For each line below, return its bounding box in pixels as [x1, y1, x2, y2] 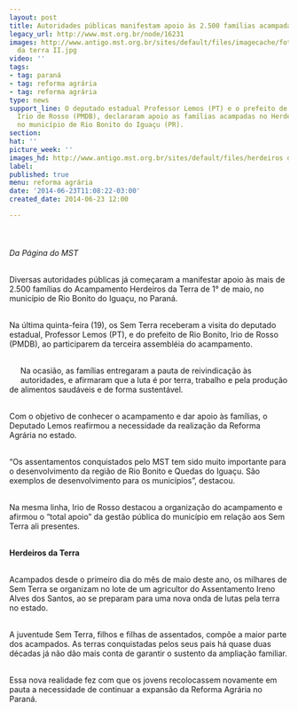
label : [9, 162, 34, 171]
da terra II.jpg [17, 46, 77, 55]
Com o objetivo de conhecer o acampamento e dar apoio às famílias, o [9, 411, 268, 421]
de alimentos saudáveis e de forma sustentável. [9, 384, 184, 395]
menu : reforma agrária [9, 179, 93, 188]
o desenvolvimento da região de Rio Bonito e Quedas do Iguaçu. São [9, 466, 260, 476]
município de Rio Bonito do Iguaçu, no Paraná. [9, 292, 178, 303]
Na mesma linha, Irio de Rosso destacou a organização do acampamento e [9, 501, 283, 512]
